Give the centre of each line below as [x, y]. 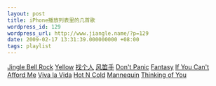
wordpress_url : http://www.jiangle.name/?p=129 [78, 33]
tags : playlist [29, 46]
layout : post [26, 14]
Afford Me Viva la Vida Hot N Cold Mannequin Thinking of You [97, 75]
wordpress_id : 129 [34, 27]
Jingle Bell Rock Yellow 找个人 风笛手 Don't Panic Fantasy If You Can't [108, 67]
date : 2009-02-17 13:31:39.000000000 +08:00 [73, 40]
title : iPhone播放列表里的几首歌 [52, 20]
